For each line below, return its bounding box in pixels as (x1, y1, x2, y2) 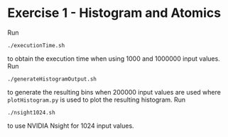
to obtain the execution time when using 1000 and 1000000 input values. (7, 54, 220, 63)
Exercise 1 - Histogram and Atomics (7, 5, 222, 21)
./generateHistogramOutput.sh (7, 76, 97, 83)
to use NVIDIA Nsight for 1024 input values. (7, 121, 134, 130)
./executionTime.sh (7, 42, 65, 49)
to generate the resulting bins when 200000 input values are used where (7, 88, 222, 96)
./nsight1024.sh (7, 109, 55, 116)
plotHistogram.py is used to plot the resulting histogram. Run (7, 95, 186, 104)
